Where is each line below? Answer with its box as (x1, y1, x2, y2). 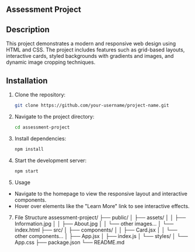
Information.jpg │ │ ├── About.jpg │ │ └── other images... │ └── (14, 220, 174, 227)
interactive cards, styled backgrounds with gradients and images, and (6, 53, 174, 60)
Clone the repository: (14, 91, 66, 98)
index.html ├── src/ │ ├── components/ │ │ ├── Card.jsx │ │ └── (14, 226, 177, 233)
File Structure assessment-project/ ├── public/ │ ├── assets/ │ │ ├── (14, 213, 186, 221)
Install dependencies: (14, 134, 67, 142)
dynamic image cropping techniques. (6, 58, 96, 66)
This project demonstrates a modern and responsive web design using (6, 40, 176, 47)
